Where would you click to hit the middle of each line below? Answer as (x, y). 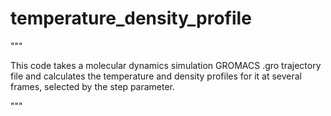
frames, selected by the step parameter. (93, 86)
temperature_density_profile (131, 18)
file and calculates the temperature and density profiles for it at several (156, 76)
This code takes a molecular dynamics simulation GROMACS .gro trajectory (166, 65)
